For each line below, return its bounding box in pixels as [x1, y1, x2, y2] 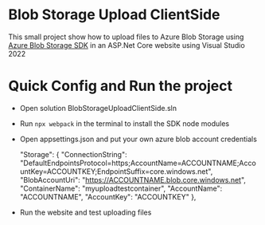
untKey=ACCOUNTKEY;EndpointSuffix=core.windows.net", [19, 166, 213, 176]
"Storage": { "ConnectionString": [19, 149, 127, 159]
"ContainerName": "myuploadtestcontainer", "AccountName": [19, 184, 223, 193]
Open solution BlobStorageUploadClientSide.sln [19, 103, 177, 112]
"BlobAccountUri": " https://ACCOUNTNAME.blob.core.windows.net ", [19, 175, 247, 184]
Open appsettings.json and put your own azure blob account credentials [19, 134, 257, 144]
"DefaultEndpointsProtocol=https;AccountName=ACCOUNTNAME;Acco [19, 158, 256, 168]
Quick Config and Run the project [8, 77, 233, 95]
